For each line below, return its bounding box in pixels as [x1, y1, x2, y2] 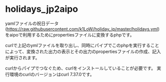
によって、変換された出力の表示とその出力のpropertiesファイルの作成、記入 [5, 48, 161, 54]
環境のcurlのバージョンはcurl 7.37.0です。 [9, 71, 95, 77]
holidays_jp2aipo [5, 3, 78, 15]
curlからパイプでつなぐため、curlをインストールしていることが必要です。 [5, 65, 156, 71]
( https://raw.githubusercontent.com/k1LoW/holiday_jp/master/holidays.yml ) [5, 26, 160, 32]
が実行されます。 [5, 54, 40, 60]
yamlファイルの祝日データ [5, 20, 59, 26]
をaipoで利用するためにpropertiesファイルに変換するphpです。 [5, 32, 135, 38]
